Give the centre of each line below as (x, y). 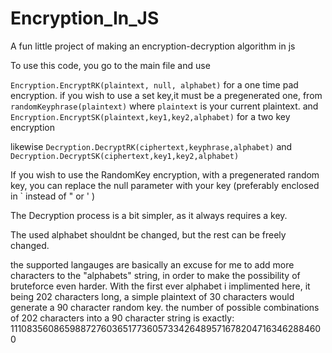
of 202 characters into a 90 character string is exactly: (122, 318)
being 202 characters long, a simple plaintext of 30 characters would (152, 296)
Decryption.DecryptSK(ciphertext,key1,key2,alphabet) (125, 156)
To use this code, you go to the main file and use (110, 65)
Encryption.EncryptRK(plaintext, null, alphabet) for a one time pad (154, 84)
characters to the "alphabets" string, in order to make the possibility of (155, 275)
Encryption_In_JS (85, 18)
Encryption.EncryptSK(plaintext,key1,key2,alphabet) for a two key (150, 116)
